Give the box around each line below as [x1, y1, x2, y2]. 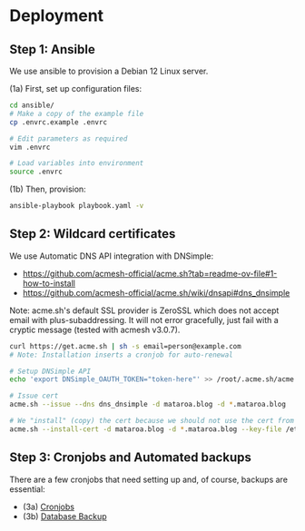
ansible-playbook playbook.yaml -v [9, 202, 144, 211]
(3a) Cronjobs [22, 501, 75, 512]
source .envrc [9, 167, 64, 177]
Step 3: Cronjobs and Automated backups [9, 450, 251, 466]
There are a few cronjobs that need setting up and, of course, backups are [9, 474, 289, 485]
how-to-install [22, 278, 75, 289]
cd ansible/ [9, 101, 54, 110]
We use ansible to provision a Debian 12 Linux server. [9, 65, 209, 76]
